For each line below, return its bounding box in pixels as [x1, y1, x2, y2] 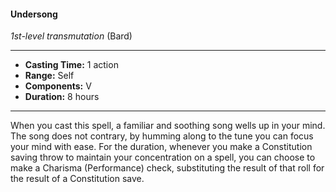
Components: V [24, 80, 92, 92]
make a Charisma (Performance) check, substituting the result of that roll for [10, 162, 325, 174]
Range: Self [24, 70, 75, 82]
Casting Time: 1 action [24, 59, 119, 71]
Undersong [10, 8, 58, 20]
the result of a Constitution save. [10, 173, 145, 185]
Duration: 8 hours [24, 91, 100, 103]
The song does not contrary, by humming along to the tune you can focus [10, 130, 314, 142]
